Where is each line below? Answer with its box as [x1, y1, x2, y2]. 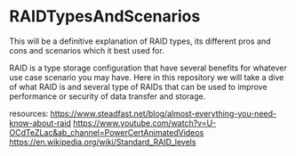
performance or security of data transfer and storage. [9, 91, 206, 102]
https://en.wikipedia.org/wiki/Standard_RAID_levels [9, 136, 196, 147]
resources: [9, 108, 49, 119]
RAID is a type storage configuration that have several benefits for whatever [9, 62, 287, 73]
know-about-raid [9, 118, 71, 128]
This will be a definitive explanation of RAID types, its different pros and [9, 36, 271, 46]
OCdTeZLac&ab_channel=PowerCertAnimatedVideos [9, 127, 204, 137]
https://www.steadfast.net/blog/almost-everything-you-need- [50, 108, 277, 119]
